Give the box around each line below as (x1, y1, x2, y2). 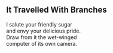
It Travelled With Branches (6, 5, 108, 15)
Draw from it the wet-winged (6, 33, 77, 41)
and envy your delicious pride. (6, 27, 81, 34)
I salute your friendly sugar (6, 20, 73, 28)
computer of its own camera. (6, 40, 78, 47)
